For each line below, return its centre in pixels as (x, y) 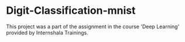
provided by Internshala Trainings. (47, 32)
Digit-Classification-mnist (71, 11)
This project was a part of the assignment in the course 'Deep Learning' (93, 26)
